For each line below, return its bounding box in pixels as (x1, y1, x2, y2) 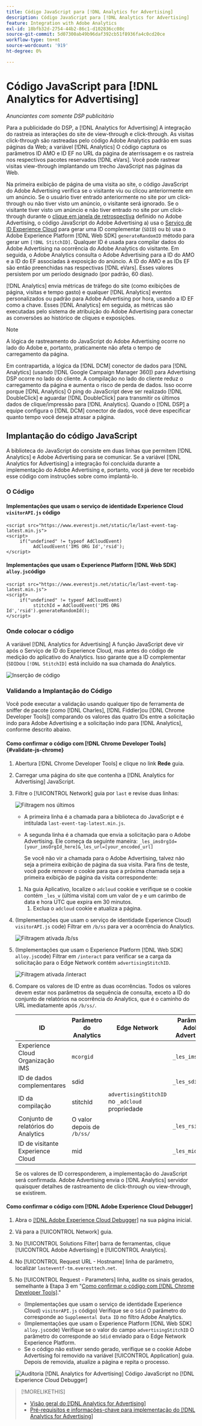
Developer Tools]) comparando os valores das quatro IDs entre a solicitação (6, 713, 195, 720)
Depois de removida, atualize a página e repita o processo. (23, 1358, 170, 1365)
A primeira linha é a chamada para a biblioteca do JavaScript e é (23, 813, 185, 820)
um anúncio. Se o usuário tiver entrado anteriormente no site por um (6, 193, 176, 200)
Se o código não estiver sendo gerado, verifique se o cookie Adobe (23, 1345, 191, 1352)
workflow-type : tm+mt (6, 37, 61, 43)
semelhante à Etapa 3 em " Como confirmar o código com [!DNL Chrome (14, 1282, 195, 1290)
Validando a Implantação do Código (6, 686, 112, 695)
